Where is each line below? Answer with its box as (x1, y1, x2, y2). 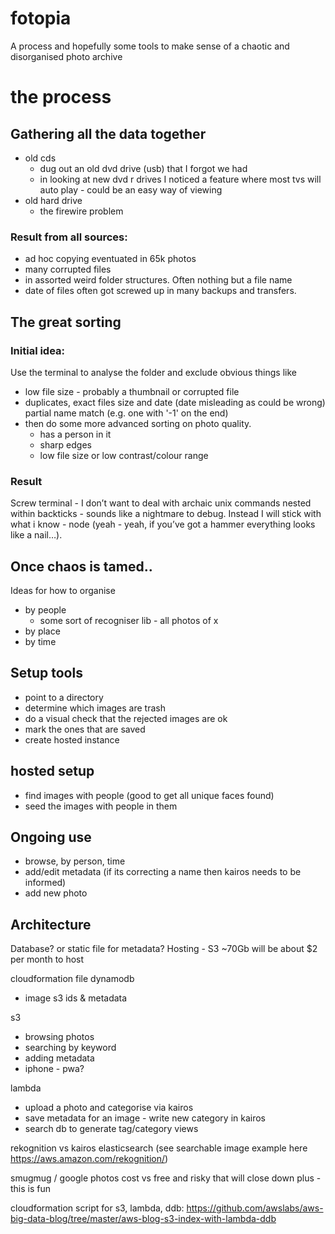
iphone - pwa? (24, 1063, 85, 1075)
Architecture (10, 916, 92, 933)
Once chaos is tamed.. (10, 558, 153, 575)
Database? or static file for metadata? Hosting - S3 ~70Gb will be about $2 (10, 943, 318, 955)
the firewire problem (39, 205, 124, 217)
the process (10, 86, 112, 109)
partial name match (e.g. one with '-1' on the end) (24, 407, 229, 419)
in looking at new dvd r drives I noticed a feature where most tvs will (39, 173, 322, 185)
